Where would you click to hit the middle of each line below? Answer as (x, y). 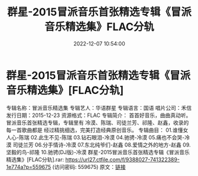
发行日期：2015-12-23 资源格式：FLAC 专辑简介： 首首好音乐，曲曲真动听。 (99, 115)
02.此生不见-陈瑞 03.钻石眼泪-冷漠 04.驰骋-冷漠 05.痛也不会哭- (108, 137)
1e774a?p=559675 (29, 167)
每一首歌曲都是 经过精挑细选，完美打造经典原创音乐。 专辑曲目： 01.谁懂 (95, 130)
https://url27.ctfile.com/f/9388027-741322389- (123, 159)
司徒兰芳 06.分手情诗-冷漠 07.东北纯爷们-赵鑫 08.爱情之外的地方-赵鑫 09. (102, 145)
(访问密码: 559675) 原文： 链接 (89, 167)
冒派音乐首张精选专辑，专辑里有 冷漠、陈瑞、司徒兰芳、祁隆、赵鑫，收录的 (98, 122)
